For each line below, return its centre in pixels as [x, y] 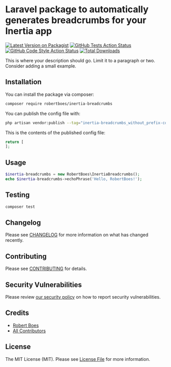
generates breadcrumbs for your [76, 20]
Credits [17, 313]
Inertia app [29, 31]
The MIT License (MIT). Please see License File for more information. [78, 359]
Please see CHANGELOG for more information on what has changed [77, 235]
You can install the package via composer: [50, 94]
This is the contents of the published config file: [55, 132]
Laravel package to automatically [77, 9]
